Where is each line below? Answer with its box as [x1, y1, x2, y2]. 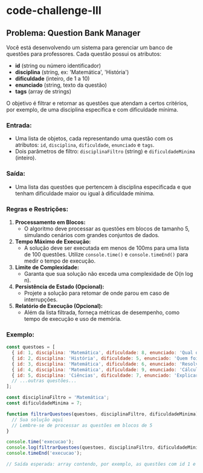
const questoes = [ [6, 344, 56, 351]
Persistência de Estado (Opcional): [14, 283, 105, 290]
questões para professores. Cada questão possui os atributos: [6, 50, 162, 58]
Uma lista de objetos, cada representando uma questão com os [14, 135, 173, 143]
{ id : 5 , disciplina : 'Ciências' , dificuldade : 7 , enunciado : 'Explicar [11, 372, 199, 378]
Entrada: [6, 121, 32, 129]
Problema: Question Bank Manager [6, 28, 141, 38]
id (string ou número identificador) [14, 62, 101, 69]
